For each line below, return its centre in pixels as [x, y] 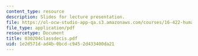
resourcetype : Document [35, 33]
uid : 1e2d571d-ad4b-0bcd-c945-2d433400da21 [60, 44]
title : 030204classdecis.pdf [42, 38]
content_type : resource [35, 11]
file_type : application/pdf [41, 28]
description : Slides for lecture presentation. [66, 17]
